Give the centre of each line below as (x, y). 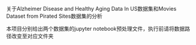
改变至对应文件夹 (32, 36)
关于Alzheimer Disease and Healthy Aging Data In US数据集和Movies (91, 9)
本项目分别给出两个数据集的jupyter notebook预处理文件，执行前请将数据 (96, 29)
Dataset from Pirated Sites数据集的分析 (55, 16)
